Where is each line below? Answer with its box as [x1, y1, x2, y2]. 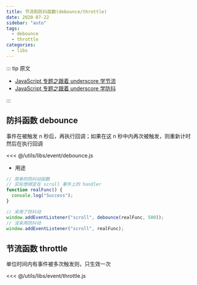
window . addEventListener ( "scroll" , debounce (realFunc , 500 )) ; [6, 214, 164, 221]
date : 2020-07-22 [6, 14, 50, 20]
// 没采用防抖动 [6, 220, 41, 226]
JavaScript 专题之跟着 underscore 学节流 [14, 77, 116, 84]
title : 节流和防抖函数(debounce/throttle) [6, 8, 107, 15]
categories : [6, 42, 36, 48]
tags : [6, 25, 20, 32]
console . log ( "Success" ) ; [11, 193, 73, 199]
